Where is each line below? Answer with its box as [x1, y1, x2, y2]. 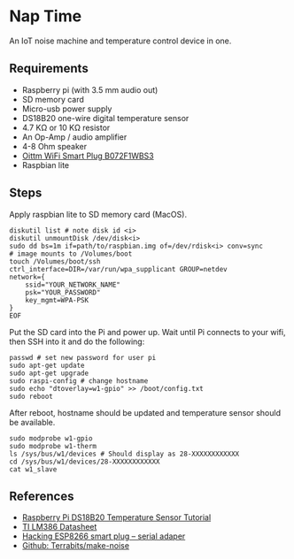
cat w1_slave [9, 464, 58, 474]
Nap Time [9, 6, 82, 27]
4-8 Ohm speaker [21, 141, 87, 151]
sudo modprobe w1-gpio [9, 433, 93, 443]
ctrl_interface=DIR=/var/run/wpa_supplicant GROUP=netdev [9, 264, 228, 273]
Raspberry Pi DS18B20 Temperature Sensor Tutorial [21, 512, 212, 523]
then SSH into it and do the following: [9, 336, 145, 347]
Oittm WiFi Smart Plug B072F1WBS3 [21, 150, 155, 161]
